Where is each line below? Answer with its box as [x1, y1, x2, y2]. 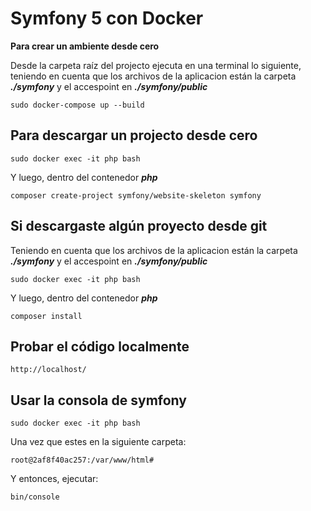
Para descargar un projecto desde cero [10, 127, 258, 144]
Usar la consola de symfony [10, 392, 187, 409]
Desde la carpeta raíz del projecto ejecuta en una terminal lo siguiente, [10, 59, 302, 71]
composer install [10, 311, 83, 321]
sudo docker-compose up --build [10, 100, 145, 110]
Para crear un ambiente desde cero [10, 40, 160, 52]
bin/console [10, 492, 60, 502]
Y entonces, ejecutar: [10, 473, 99, 485]
